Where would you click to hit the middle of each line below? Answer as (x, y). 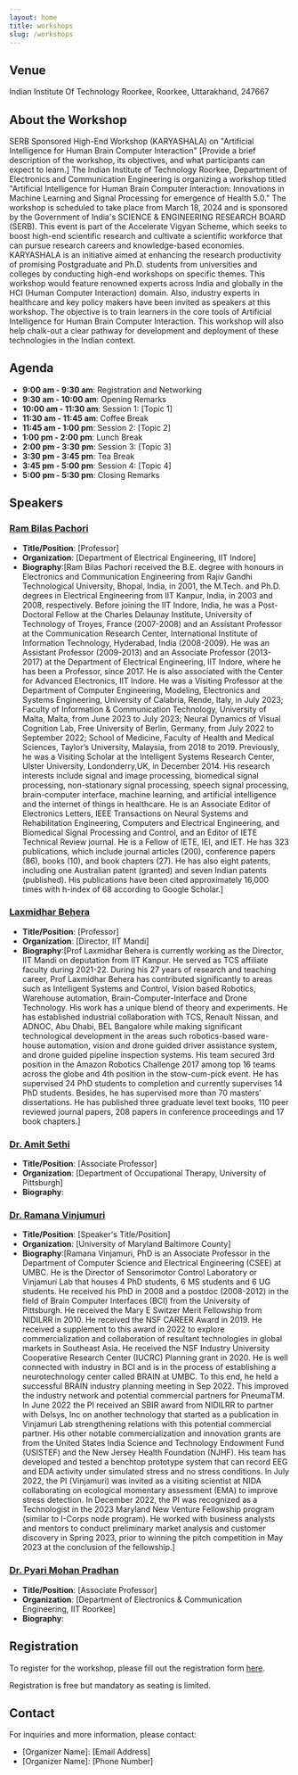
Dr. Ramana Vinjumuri (57, 1216)
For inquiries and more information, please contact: (103, 1735)
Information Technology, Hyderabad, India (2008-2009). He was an (145, 642)
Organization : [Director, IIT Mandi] (85, 941)
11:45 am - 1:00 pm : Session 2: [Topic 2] (97, 427)
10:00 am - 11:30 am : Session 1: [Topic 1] (97, 409)
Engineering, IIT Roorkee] (68, 1609)
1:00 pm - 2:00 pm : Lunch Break (82, 437)
